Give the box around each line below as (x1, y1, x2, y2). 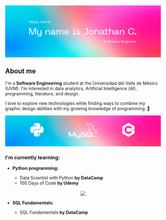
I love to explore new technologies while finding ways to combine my (5, 100, 146, 106)
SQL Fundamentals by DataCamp (19, 209, 88, 215)
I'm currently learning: (5, 154, 60, 161)
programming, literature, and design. (5, 90, 80, 96)
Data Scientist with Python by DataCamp (19, 175, 103, 181)
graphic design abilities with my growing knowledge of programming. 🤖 (5, 105, 150, 111)
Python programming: (12, 165, 59, 171)
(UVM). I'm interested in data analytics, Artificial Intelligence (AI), (5, 85, 137, 91)
